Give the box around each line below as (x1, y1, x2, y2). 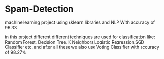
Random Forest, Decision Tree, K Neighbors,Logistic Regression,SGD (5, 39, 144, 44)
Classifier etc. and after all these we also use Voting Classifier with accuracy (5, 44, 159, 50)
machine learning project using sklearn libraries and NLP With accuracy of (5, 19, 155, 25)
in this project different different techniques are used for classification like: (5, 34, 155, 40)
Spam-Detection (5, 3, 74, 15)
